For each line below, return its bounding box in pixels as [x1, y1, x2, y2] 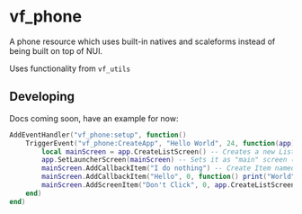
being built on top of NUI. [9, 45, 103, 56]
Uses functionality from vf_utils [9, 63, 131, 74]
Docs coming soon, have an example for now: [9, 112, 179, 123]
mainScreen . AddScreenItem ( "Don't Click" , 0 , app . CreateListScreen [41, 181, 296, 190]
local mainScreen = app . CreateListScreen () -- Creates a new [41, 147, 276, 156]
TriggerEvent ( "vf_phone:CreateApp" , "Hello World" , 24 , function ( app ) [25, 138, 296, 147]
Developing [9, 89, 75, 104]
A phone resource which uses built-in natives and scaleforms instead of [9, 36, 276, 47]
